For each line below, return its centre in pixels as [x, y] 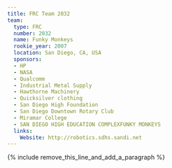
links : [23, 131]
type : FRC [28, 27]
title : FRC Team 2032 [39, 14]
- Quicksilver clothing [48, 99]
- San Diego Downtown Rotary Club [64, 111]
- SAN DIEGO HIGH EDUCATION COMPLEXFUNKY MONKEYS [87, 124]
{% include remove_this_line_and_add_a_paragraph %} [86, 157]
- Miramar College [41, 118]
